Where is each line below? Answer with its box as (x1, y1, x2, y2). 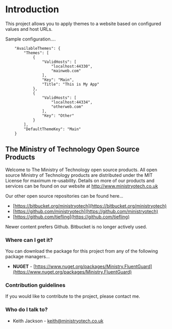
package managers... (5, 254, 50, 260)
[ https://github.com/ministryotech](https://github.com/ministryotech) (12, 208, 159, 214)
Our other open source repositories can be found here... (5, 193, 124, 199)
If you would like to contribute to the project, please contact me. (5, 293, 140, 299)
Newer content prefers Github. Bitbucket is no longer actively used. (5, 223, 147, 230)
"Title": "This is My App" (41, 81, 100, 87)
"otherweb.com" (51, 104, 83, 109)
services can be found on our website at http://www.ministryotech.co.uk (5, 183, 158, 189)
